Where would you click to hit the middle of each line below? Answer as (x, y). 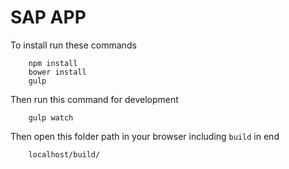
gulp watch (51, 117)
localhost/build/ (64, 154)
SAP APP (48, 17)
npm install (53, 63)
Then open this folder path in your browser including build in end (145, 136)
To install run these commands (73, 45)
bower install (57, 72)
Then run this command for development (94, 99)
